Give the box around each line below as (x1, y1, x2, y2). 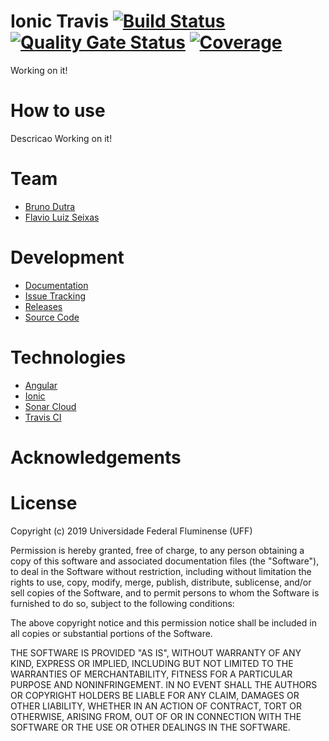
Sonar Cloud (24, 400, 77, 412)
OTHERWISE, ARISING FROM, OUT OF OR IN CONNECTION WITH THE (10, 710, 302, 722)
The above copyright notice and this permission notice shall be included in (10, 616, 317, 629)
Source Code (24, 311, 80, 323)
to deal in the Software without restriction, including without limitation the (10, 565, 312, 577)
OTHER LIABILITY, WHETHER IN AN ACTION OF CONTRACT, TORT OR (10, 700, 302, 712)
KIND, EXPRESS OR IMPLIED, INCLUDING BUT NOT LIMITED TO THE (10, 657, 294, 669)
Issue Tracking (24, 290, 87, 302)
